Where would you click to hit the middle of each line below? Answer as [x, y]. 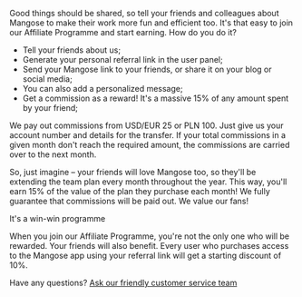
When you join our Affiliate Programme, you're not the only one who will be [150, 236]
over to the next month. [53, 154]
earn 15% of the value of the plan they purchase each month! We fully [140, 191]
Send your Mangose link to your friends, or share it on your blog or [147, 69]
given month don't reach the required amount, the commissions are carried [150, 145]
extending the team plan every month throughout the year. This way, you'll [148, 182]
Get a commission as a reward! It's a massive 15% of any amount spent [155, 98]
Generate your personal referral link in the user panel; [123, 59]
